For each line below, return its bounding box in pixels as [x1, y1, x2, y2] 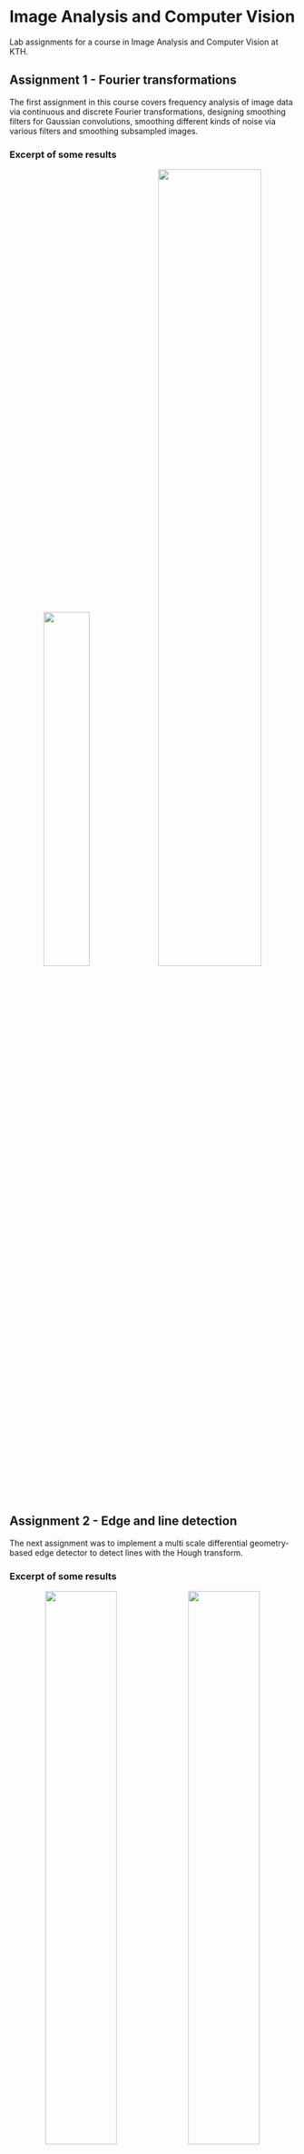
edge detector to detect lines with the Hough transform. [34, 1546, 243, 1558]
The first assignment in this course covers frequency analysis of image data [9, 96, 293, 107]
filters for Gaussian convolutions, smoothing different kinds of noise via [9, 115, 277, 126]
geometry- [249, 1537, 289, 1548]
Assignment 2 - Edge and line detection [9, 1514, 238, 1529]
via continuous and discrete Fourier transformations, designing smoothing [9, 106, 286, 117]
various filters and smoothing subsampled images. [9, 125, 199, 136]
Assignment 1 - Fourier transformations [9, 73, 238, 88]
